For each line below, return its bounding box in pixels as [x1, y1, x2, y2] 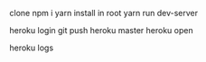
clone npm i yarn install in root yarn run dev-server [9, 8, 199, 18]
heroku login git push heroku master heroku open [9, 25, 193, 35]
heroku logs [9, 42, 54, 53]
